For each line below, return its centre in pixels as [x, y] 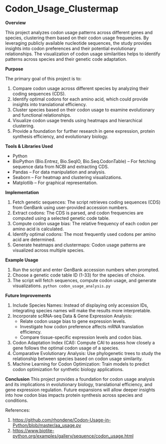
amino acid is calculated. [38, 229]
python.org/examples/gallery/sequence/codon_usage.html [73, 436]
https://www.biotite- [33, 430]
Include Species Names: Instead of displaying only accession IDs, [80, 305]
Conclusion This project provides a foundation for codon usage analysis [80, 379]
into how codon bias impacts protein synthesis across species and [74, 395]
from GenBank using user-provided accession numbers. [70, 207]
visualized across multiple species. [48, 250]
